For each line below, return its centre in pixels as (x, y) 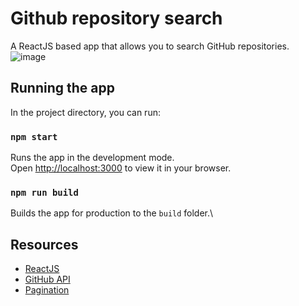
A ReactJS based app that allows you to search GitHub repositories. (150, 46)
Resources (44, 244)
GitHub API (47, 279)
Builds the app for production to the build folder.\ (112, 213)
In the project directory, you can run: (85, 112)
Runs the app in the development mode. (92, 158)
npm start (34, 136)
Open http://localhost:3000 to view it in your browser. (121, 168)
